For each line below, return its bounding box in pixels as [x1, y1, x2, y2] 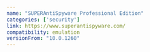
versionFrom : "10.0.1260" [6, 35, 80, 42]
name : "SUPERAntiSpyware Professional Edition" [6, 9, 145, 17]
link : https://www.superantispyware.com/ [6, 22, 126, 29]
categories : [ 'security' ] [6, 16, 80, 23]
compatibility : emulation [6, 28, 80, 36]
